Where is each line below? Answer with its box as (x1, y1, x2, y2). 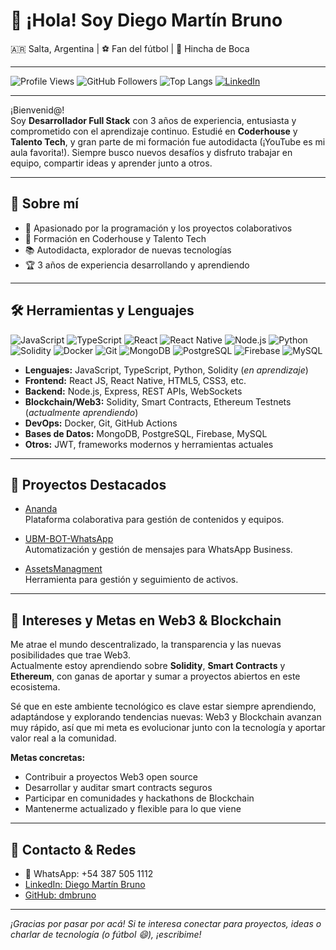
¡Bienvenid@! (10, 104, 65, 116)
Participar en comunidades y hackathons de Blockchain (24, 792, 255, 804)
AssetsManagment (24, 563, 103, 575)
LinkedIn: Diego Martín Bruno (24, 879, 146, 890)
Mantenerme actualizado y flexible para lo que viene (24, 803, 242, 815)
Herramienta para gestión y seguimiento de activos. (24, 574, 239, 586)
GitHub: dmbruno (24, 889, 97, 901)
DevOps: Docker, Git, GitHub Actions (24, 417, 178, 429)
